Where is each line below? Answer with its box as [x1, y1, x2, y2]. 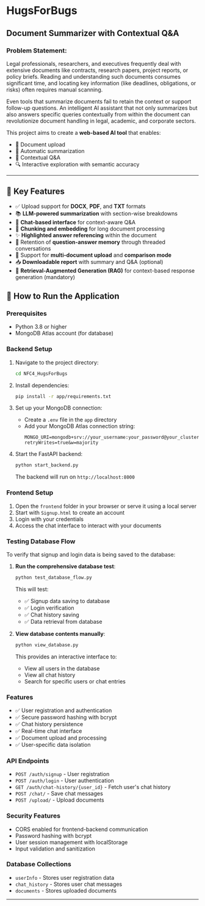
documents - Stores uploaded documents [15, 886, 117, 894]
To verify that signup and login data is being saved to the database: [6, 551, 176, 558]
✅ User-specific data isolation [15, 741, 91, 748]
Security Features [6, 811, 61, 820]
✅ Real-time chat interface [15, 727, 82, 735]
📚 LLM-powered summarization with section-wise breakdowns [15, 210, 178, 217]
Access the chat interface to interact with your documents [15, 522, 162, 529]
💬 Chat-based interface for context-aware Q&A [15, 218, 136, 226]
